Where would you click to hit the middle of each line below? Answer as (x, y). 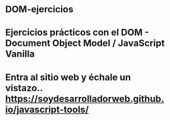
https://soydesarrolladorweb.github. (85, 98)
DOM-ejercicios (39, 9)
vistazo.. (24, 88)
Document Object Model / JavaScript (85, 43)
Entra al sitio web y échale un (68, 77)
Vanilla (20, 54)
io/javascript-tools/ (47, 109)
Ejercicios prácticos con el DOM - (77, 33)
